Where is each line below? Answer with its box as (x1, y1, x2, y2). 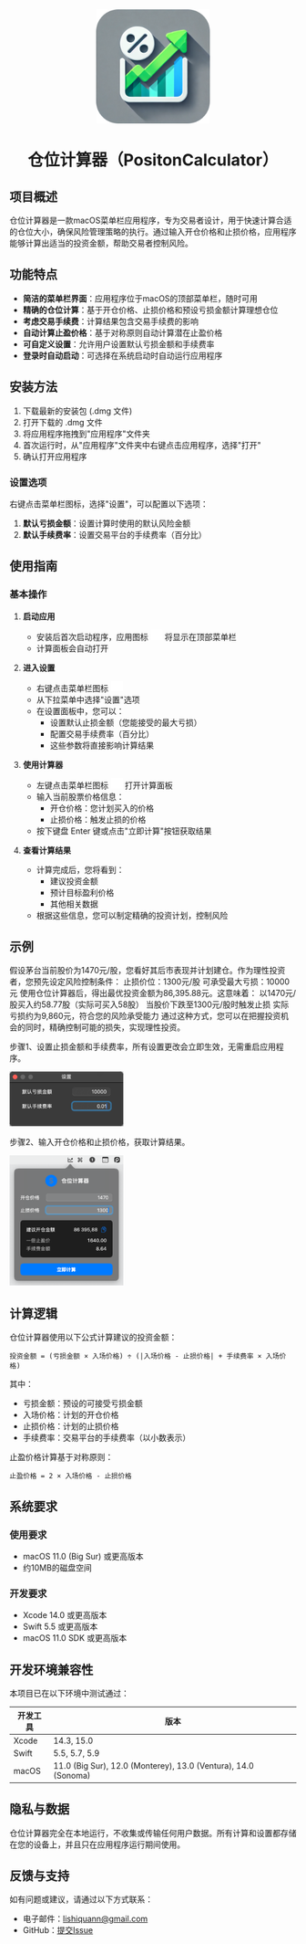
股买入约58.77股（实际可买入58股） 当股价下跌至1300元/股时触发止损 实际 (9, 999, 290, 1010)
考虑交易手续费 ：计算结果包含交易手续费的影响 (22, 315, 199, 327)
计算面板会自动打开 (36, 643, 109, 654)
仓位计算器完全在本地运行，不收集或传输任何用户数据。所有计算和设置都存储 (9, 1827, 297, 1838)
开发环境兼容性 (9, 1662, 94, 1677)
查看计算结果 (22, 845, 71, 856)
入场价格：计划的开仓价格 (22, 1410, 119, 1421)
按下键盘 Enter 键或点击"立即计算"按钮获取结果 (36, 825, 212, 836)
